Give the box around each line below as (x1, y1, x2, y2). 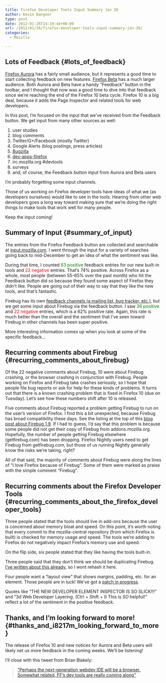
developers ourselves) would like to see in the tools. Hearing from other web (5, 194, 162, 200)
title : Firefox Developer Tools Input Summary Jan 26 (5, 7, 119, 12)
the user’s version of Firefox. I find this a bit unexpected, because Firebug (5, 410, 156, 416)
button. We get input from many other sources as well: (5, 117, 116, 123)
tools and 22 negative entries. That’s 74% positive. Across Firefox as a (5, 267, 149, 273)
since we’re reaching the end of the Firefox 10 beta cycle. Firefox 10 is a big (5, 92, 159, 98)
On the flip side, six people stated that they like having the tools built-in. (5, 549, 152, 555)
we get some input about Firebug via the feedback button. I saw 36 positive (5, 303, 160, 309)
